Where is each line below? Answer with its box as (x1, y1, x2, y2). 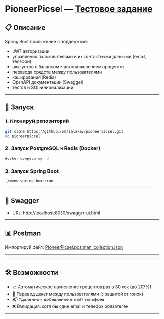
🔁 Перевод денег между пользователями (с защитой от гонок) (12, 291, 143, 297)
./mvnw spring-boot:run (5, 179, 54, 183)
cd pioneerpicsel (5, 133, 41, 139)
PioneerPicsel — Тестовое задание (5, 3, 153, 15)
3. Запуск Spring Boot (5, 167, 59, 174)
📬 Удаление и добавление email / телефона (12, 297, 105, 302)
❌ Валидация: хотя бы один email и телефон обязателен (12, 303, 129, 309)
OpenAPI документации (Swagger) (12, 80, 84, 85)
